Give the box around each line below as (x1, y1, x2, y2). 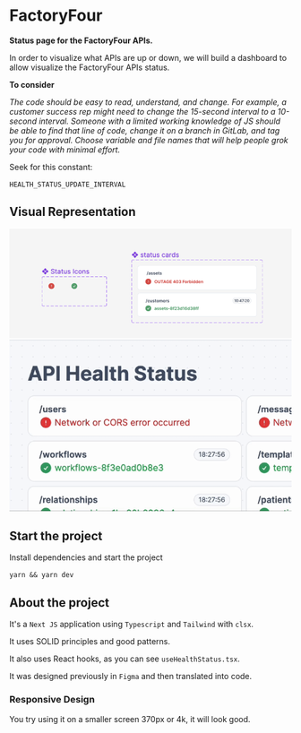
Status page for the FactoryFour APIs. (9, 35, 153, 46)
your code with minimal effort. (9, 144, 121, 155)
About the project (9, 595, 110, 610)
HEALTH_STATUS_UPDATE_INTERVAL (9, 180, 126, 189)
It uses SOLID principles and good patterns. (9, 636, 170, 647)
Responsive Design (9, 694, 96, 706)
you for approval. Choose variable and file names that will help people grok (9, 134, 288, 145)
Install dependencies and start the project (9, 552, 163, 563)
